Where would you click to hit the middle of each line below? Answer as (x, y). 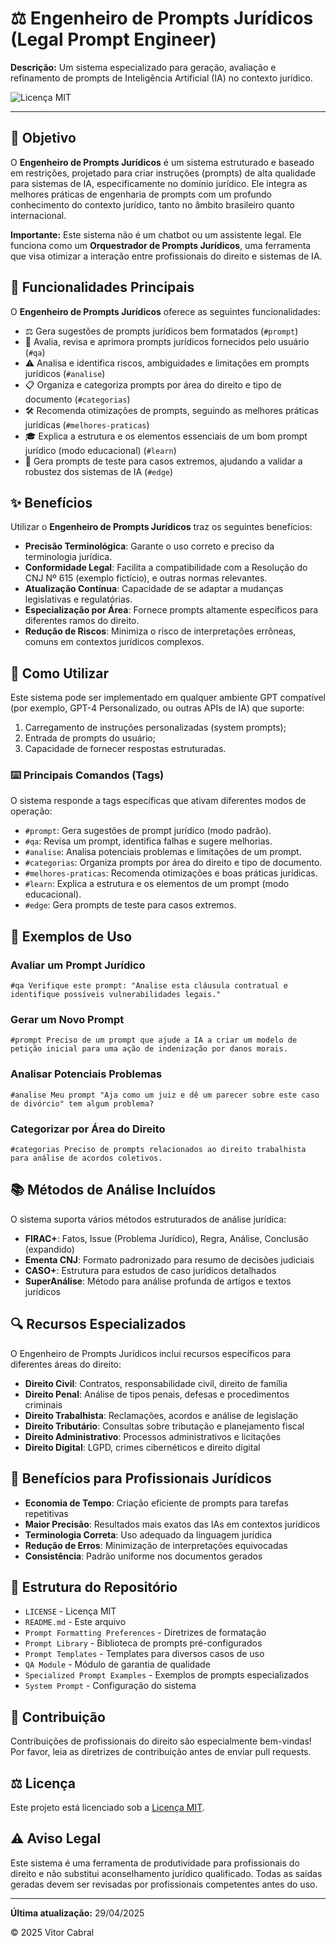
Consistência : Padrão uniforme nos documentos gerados (143, 1556)
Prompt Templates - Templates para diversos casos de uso (144, 1654)
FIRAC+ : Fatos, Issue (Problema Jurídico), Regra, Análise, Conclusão (166, 1238)
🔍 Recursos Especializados (98, 1324)
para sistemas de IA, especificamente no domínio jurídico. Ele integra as (159, 183)
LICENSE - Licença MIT (70, 1611)
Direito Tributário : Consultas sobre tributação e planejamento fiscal (164, 1426)
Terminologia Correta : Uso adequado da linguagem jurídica (148, 1534)
